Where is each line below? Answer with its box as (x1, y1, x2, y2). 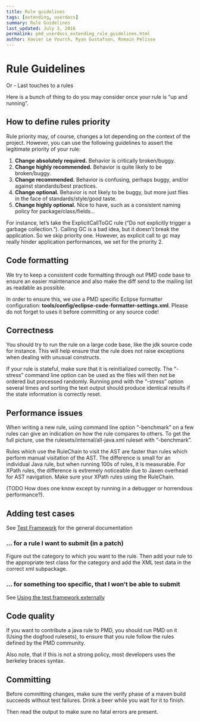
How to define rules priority (6, 117, 111, 127)
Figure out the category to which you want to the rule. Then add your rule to (6, 552, 192, 560)
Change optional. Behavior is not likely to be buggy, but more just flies (14, 188, 189, 195)
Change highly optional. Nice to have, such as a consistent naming (14, 201, 181, 209)
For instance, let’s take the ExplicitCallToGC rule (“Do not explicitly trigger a (6, 219, 191, 226)
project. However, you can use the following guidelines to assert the (6, 139, 173, 146)
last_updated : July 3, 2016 (6, 25, 76, 32)
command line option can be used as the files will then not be (24, 372, 176, 379)
